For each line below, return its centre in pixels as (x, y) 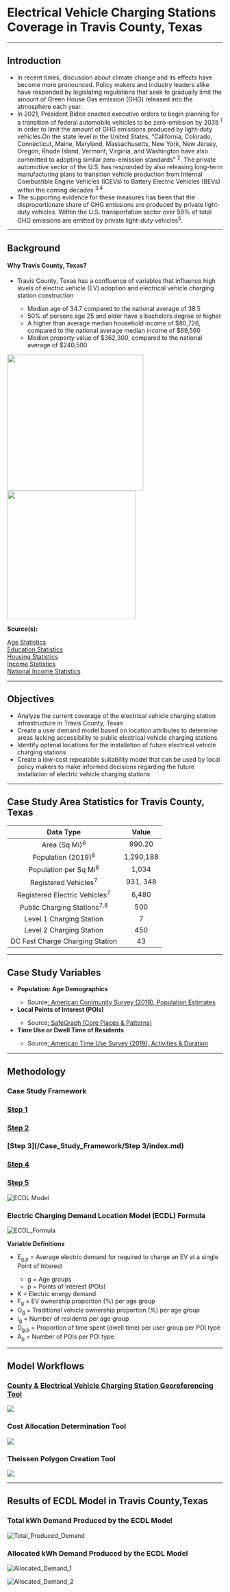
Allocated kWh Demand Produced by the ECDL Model (98, 1553)
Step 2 (18, 1128)
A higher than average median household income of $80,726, (114, 323)
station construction (45, 295)
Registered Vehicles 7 (64, 882)
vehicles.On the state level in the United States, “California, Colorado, (115, 137)
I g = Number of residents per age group (73, 1320)
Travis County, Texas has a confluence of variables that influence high (116, 281)
